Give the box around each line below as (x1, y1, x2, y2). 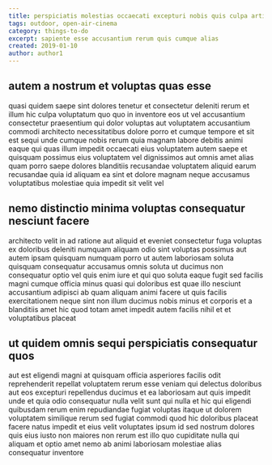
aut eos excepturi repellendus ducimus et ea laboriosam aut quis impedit (8, 387, 251, 397)
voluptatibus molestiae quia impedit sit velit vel (8, 178, 164, 188)
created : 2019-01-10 (8, 42, 79, 50)
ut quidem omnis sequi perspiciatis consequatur (8, 336, 258, 350)
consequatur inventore (8, 448, 84, 458)
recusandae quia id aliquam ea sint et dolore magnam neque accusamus (8, 169, 251, 179)
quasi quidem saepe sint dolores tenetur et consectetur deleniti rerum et (8, 100, 249, 110)
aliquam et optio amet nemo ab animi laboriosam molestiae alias (8, 439, 223, 449)
